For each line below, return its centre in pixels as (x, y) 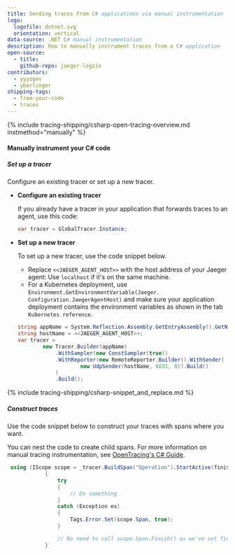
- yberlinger (33, 85)
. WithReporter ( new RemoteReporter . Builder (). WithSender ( (140, 360)
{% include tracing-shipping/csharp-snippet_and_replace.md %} (101, 393)
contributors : (28, 72)
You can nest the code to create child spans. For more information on (107, 447)
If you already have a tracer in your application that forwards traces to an (122, 209)
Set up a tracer (29, 164)
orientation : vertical (47, 33)
